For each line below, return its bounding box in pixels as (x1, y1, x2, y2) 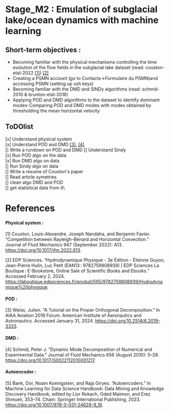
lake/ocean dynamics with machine (5, 14, 159, 26)
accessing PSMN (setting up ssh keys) (12, 80, 94, 87)
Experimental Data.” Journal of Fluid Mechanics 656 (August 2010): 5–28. (5, 351, 159, 357)
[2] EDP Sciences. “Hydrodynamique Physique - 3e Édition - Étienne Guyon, (5, 257, 165, 263)
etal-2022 (12, 70, 34, 76)
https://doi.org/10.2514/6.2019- (95, 318, 160, 324)
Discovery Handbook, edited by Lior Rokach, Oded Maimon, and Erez (5, 391, 151, 397)
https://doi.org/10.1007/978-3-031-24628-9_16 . (5, 401, 103, 408)
